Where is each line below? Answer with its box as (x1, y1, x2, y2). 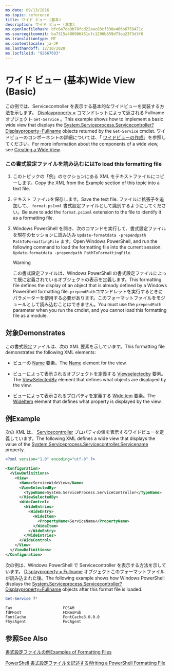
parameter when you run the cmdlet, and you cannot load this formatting (12, 307, 167, 313)
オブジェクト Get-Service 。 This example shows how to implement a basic (5, 116, 163, 122)
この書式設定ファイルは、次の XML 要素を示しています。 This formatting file (5, 343, 165, 349)
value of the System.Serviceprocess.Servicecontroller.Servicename (5, 441, 148, 448)
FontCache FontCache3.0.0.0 (5, 614, 100, 620)
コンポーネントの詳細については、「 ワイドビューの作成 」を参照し (27, 134, 166, 140)
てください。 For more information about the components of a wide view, (5, 141, 159, 147)
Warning (12, 259, 31, 266)
